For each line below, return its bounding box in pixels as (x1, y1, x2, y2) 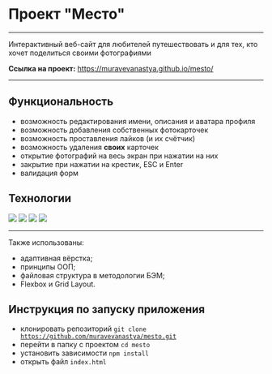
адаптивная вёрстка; (19, 253, 93, 263)
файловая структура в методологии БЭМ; (19, 270, 165, 280)
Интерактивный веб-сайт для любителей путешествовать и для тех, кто (8, 39, 258, 49)
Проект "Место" (8, 5, 125, 24)
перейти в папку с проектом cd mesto (19, 340, 151, 350)
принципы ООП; (19, 261, 76, 272)
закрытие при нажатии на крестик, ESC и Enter (19, 159, 184, 169)
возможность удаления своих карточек (19, 142, 159, 152)
